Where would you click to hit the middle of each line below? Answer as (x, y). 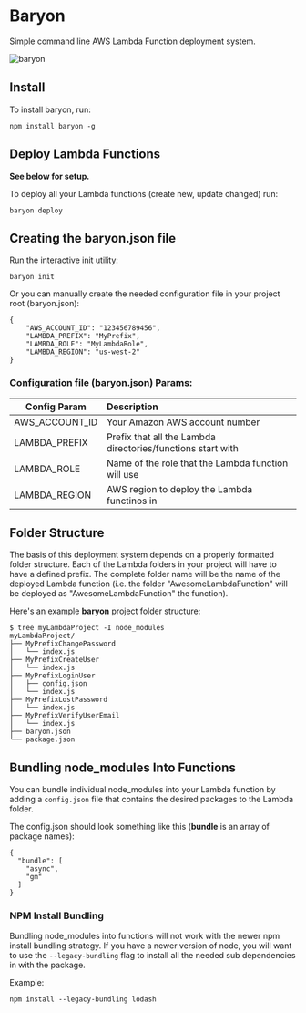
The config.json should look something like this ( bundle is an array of (140, 827)
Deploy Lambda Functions (85, 155)
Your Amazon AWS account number (183, 422)
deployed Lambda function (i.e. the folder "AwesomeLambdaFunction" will (149, 584)
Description (133, 407)
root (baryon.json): (45, 304)
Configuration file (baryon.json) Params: (101, 383)
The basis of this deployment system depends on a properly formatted (142, 555)
